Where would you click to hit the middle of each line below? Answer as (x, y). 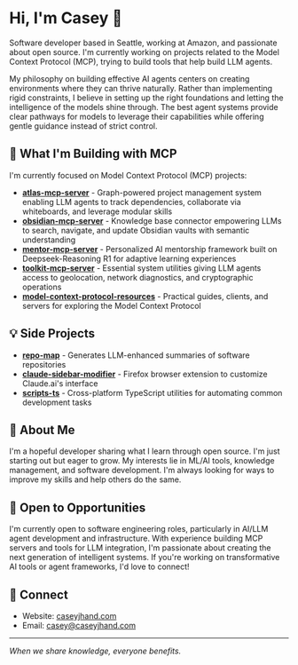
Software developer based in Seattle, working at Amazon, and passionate (143, 43)
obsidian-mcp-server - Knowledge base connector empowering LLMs (152, 220)
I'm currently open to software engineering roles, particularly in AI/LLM (139, 529)
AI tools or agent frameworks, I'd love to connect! (99, 566)
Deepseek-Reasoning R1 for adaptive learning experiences (129, 258)
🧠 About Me (42, 430)
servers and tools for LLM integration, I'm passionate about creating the (140, 548)
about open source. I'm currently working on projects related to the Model (144, 51)
